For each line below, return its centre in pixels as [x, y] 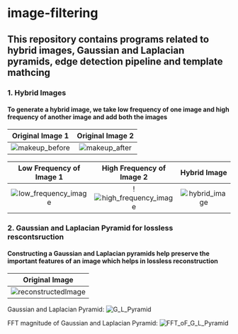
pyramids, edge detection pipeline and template [115, 61]
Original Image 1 [40, 135]
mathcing [29, 72]
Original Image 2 [106, 135]
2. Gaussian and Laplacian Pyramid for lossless [90, 228]
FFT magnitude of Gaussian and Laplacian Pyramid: [83, 323]
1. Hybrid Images [37, 92]
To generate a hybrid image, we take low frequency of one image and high [118, 110]
